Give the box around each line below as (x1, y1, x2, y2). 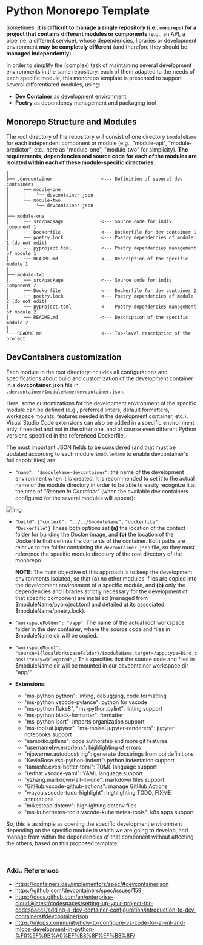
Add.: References (6, 867, 59, 875)
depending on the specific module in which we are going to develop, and (6, 826, 188, 834)
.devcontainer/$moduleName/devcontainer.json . (6, 388, 125, 395)
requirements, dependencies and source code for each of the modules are (6, 152, 197, 159)
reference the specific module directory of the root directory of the (15, 550, 182, 557)
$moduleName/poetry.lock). (15, 607, 86, 615)
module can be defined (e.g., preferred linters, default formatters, (6, 406, 170, 413)
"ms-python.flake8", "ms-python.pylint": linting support (24, 705, 163, 712)
